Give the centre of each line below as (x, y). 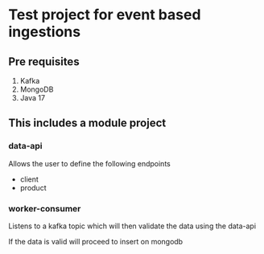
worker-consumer (45, 208)
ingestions (45, 32)
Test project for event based (105, 15)
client (29, 179)
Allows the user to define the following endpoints (89, 163)
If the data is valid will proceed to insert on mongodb (96, 241)
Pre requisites (44, 61)
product (33, 187)
